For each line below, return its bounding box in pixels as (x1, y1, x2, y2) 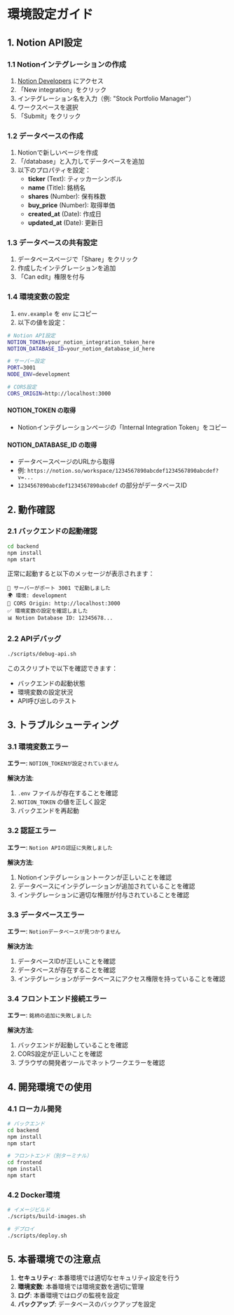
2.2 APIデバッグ (7, 634, 62, 643)
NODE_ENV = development (7, 371, 71, 378)
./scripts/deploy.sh (7, 1232, 68, 1239)
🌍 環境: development (7, 592, 67, 599)
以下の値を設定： (17, 318, 67, 327)
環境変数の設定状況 (17, 688, 74, 696)
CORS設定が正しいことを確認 (17, 1049, 103, 1058)
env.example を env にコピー (17, 309, 98, 318)
